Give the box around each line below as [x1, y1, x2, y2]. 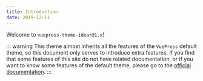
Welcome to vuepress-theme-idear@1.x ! [6, 31, 105, 38]
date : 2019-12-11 [6, 14, 50, 20]
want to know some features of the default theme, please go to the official [6, 61, 191, 69]
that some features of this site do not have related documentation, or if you [6, 55, 193, 62]
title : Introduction [6, 8, 59, 15]
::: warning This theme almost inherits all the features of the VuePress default [6, 43, 197, 50]
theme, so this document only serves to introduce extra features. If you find [6, 49, 195, 56]
